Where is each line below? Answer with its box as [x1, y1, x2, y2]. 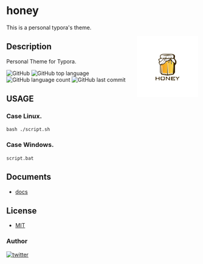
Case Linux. [6, 112, 43, 121]
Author [6, 237, 28, 246]
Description [6, 41, 52, 52]
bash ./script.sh [6, 126, 50, 133]
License [6, 205, 37, 216]
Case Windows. [6, 141, 54, 149]
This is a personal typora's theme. [6, 24, 92, 31]
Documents [6, 172, 52, 182]
